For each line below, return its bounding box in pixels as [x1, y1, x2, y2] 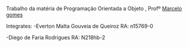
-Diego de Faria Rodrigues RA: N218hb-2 [6, 34, 105, 41]
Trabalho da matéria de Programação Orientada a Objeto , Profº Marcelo [6, 5, 182, 12]
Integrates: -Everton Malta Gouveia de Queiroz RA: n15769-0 [6, 23, 153, 29]
